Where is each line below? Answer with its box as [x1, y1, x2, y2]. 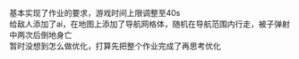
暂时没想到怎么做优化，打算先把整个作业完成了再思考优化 [9, 41, 221, 51]
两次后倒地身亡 [16, 30, 73, 40]
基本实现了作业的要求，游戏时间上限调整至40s [9, 8, 181, 18]
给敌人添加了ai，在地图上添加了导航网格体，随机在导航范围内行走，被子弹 [9, 18, 283, 29]
